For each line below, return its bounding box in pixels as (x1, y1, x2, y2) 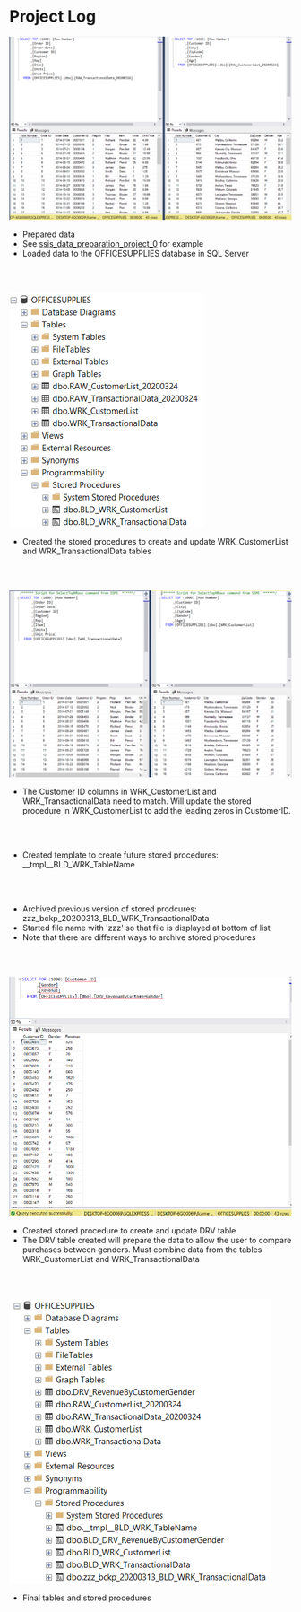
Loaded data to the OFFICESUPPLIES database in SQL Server (21, 248, 249, 259)
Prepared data (21, 229, 76, 240)
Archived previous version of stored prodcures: (21, 903, 197, 914)
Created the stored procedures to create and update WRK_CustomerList (21, 536, 288, 547)
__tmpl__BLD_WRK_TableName (21, 859, 136, 870)
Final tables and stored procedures (21, 1592, 152, 1603)
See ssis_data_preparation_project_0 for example (21, 239, 204, 249)
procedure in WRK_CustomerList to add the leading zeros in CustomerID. (21, 806, 291, 816)
